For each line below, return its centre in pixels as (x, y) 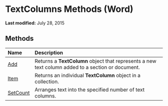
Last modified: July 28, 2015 (35, 23)
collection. (47, 82)
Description (49, 52)
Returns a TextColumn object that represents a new (95, 61)
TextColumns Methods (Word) (69, 9)
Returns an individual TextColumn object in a (88, 75)
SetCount (19, 93)
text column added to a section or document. (87, 67)
